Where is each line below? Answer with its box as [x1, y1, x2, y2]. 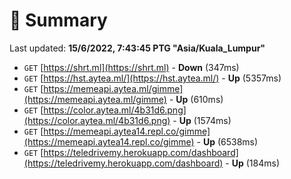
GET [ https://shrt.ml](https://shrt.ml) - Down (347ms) [23, 61, 240, 73]
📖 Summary [9, 9, 108, 32]
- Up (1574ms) [172, 114, 232, 126]
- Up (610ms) [168, 93, 224, 105]
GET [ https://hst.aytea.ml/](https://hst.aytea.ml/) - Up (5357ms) [23, 72, 282, 84]
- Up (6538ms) [196, 135, 259, 148]
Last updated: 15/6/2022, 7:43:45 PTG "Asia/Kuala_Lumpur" [9, 42, 266, 54]
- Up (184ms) [225, 157, 281, 169]
